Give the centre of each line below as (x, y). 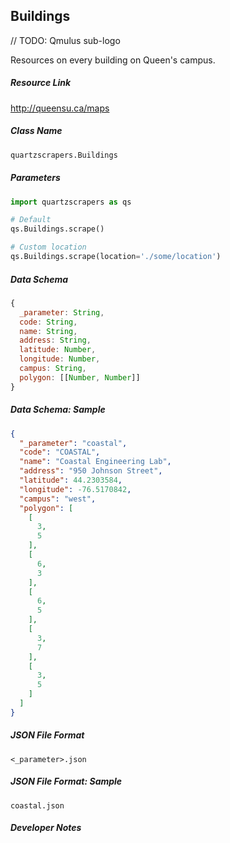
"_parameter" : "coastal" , (73, 443)
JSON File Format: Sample (66, 781)
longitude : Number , (60, 359)
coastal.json (37, 805)
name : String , (48, 331)
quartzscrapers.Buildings (64, 155)
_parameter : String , (62, 312)
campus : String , (53, 369)
